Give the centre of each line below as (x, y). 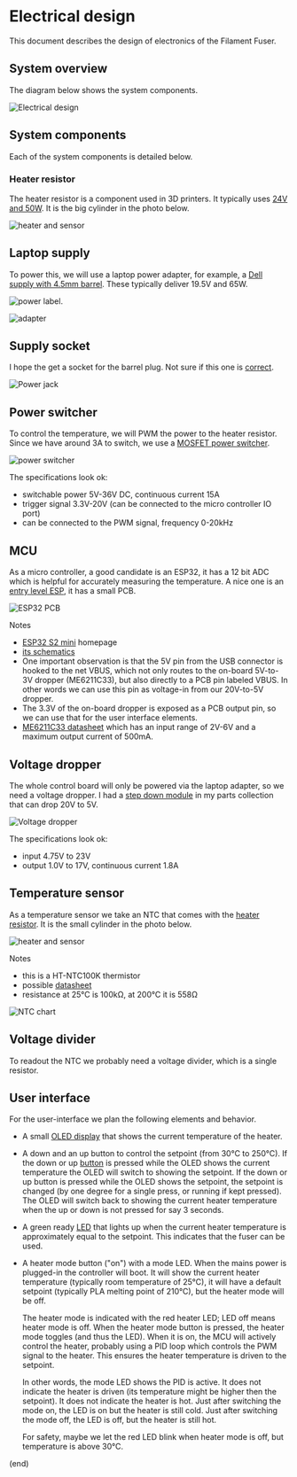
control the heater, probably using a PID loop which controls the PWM (149, 1346)
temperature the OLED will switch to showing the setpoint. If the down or (155, 1172)
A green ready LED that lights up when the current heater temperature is (154, 1227)
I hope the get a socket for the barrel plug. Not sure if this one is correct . (142, 367)
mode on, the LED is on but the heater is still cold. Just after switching (149, 1411)
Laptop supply (50, 253)
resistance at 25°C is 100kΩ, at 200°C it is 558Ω (109, 994)
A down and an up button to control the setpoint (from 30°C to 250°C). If (155, 1154)
